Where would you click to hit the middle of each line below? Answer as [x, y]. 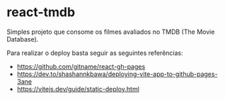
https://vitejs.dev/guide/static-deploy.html [78, 89]
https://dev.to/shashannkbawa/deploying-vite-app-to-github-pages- [117, 74]
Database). [23, 39]
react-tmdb [41, 12]
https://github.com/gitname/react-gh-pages [81, 66]
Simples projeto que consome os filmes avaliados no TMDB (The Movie [111, 32]
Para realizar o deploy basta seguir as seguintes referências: [95, 53]
